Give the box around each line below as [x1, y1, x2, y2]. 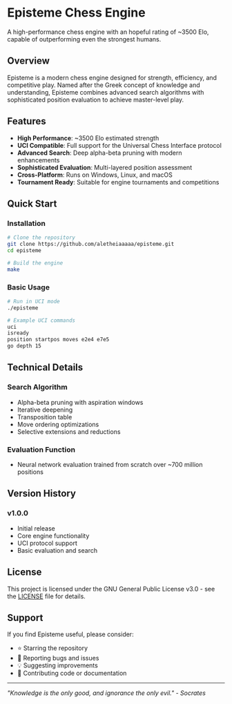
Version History [7, 488, 76, 500]
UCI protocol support [17, 539, 77, 547]
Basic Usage [7, 282, 50, 292]
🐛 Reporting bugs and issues [17, 654, 99, 663]
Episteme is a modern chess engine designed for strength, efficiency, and [7, 73, 217, 82]
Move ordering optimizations [17, 420, 99, 428]
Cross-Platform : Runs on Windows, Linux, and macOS [17, 171, 173, 179]
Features [7, 115, 46, 127]
